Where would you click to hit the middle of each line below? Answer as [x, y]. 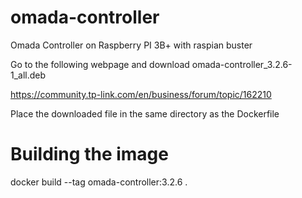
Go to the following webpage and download [100, 64]
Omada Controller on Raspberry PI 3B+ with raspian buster [131, 45]
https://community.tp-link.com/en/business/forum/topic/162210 [141, 94]
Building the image [89, 154]
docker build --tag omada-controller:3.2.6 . [99, 182]
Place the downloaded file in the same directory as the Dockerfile [145, 113]
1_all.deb [28, 75]
